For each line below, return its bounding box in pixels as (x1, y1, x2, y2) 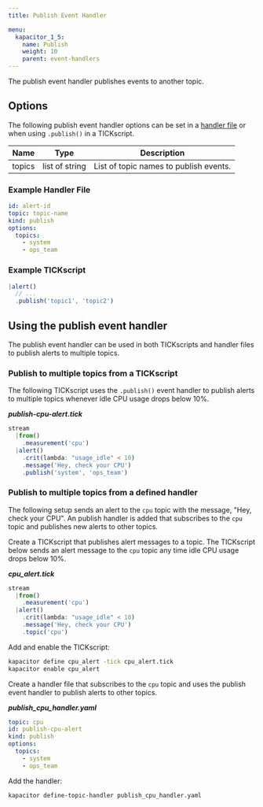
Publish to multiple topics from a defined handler (8, 487, 199, 498)
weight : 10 (22, 48, 58, 56)
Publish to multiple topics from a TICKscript (8, 368, 178, 379)
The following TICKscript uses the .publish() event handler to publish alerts (8, 386, 255, 395)
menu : (8, 25, 26, 34)
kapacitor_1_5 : (15, 33, 65, 41)
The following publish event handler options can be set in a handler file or (8, 120, 246, 130)
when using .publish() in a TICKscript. (8, 128, 135, 138)
